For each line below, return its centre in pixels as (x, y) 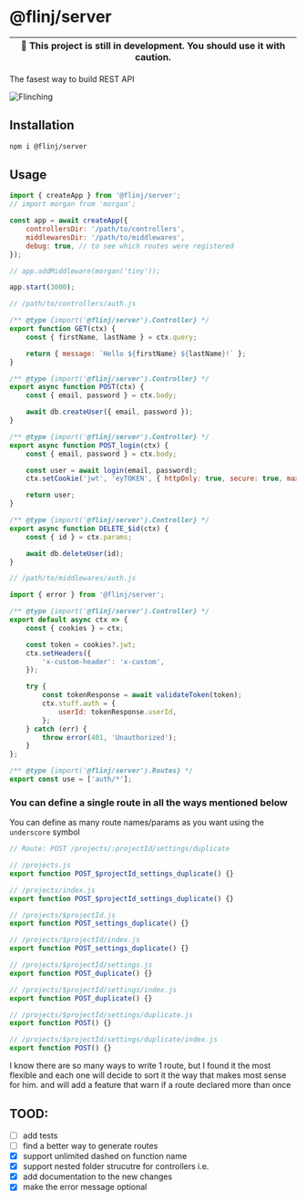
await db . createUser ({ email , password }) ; (110, 412)
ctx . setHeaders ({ (59, 653)
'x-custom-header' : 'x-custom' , (104, 662)
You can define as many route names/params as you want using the (137, 823)
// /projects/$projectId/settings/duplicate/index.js (114, 1040)
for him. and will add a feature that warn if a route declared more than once (150, 1085)
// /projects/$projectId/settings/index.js (93, 990)
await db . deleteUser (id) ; (75, 553)
